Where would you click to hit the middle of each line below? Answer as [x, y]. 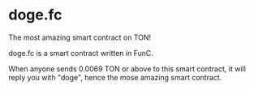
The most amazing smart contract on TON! [80, 37]
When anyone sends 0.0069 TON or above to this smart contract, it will [127, 69]
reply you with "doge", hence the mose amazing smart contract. [115, 77]
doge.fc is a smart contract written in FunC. [81, 53]
